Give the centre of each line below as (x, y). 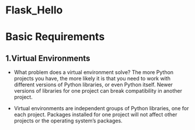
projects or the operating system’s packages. (68, 121)
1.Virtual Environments (48, 58)
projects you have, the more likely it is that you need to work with (92, 79)
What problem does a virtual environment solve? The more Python (93, 72)
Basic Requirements (55, 37)
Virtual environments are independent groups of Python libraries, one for (101, 108)
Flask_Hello (34, 10)
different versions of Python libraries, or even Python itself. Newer (93, 85)
